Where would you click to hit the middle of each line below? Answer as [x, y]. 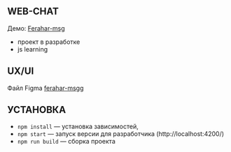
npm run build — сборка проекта [66, 142]
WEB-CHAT [33, 12]
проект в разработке [49, 42]
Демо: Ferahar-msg [36, 28]
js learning [33, 49]
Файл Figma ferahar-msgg [45, 88]
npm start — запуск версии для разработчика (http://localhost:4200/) [121, 134]
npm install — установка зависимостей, [78, 127]
